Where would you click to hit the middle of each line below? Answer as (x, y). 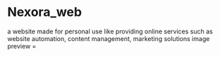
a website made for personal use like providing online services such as (110, 31)
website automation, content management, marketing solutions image (109, 38)
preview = (22, 46)
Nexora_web (45, 12)
